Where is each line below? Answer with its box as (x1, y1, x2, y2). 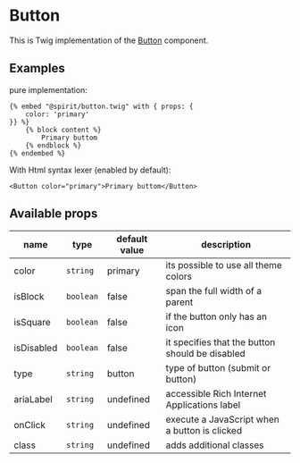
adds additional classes (165, 439, 265, 451)
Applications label (165, 399, 241, 411)
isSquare (13, 316, 51, 328)
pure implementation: (9, 84, 87, 95)
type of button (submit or (165, 361, 271, 374)
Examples (9, 61, 65, 76)
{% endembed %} (9, 148, 66, 157)
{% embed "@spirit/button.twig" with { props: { (9, 102, 194, 111)
